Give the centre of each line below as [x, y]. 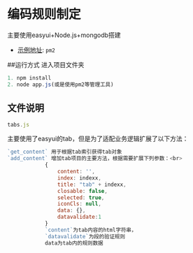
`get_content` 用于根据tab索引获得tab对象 [65, 152]
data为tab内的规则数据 [74, 243]
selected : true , [81, 197]
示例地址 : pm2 [36, 50]
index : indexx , [79, 178]
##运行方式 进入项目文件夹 [46, 64]
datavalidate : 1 [79, 217]
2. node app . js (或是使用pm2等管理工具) [60, 85]
